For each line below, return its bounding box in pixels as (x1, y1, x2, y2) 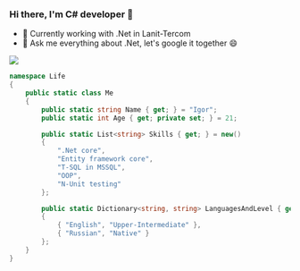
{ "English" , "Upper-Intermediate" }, (56, 221, 202, 230)
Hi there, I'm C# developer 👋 (9, 8, 134, 21)
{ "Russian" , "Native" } (56, 229, 150, 238)
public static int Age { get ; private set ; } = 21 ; (41, 114, 238, 123)
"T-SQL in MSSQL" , (56, 163, 126, 173)
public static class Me (25, 89, 114, 97)
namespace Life (9, 72, 66, 81)
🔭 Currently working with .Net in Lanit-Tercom (21, 29, 191, 39)
